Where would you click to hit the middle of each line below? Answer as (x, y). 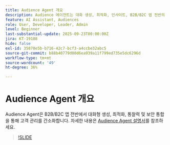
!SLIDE (25, 137)
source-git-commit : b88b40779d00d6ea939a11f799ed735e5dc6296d (73, 53)
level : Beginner (23, 29)
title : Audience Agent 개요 (34, 10)
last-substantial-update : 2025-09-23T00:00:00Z (57, 34)
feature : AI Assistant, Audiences (42, 20)
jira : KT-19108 (22, 39)
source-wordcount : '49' (31, 63)
